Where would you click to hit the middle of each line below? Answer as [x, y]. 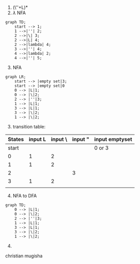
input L [37, 139]
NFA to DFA [25, 196]
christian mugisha [24, 256]
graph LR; [16, 77]
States [16, 139]
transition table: [29, 127]
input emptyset [113, 139]
